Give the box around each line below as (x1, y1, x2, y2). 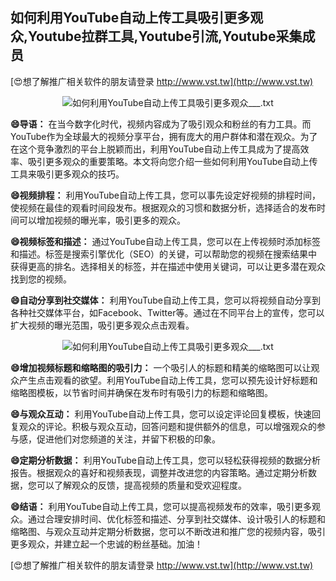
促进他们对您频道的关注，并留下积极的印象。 (36, 433, 221, 445)
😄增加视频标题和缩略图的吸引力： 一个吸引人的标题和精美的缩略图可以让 (10, 361, 312, 373)
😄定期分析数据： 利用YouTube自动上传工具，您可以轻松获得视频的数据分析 (10, 454, 321, 466)
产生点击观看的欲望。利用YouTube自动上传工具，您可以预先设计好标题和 (18, 374, 318, 386)
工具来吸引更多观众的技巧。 (10, 168, 125, 180)
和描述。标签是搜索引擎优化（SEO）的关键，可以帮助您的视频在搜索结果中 (10, 248, 318, 260)
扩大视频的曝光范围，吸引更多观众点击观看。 (10, 319, 195, 331)
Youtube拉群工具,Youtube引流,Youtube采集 (28, 28, 303, 45)
